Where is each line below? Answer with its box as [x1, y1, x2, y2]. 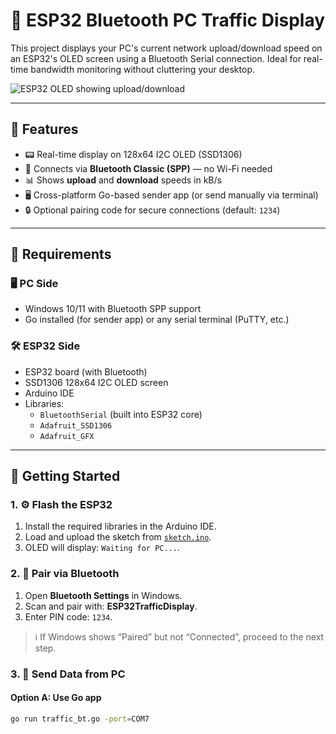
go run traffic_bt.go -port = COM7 [10, 714, 150, 724]
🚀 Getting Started [10, 468, 121, 485]
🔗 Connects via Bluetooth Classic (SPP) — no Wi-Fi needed [24, 162, 273, 174]
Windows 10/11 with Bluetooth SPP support [24, 303, 202, 315]
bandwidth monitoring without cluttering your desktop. [30, 63, 255, 75]
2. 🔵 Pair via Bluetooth [10, 567, 120, 581]
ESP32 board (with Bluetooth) [24, 365, 148, 378]
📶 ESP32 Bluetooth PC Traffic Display [10, 9, 326, 32]
